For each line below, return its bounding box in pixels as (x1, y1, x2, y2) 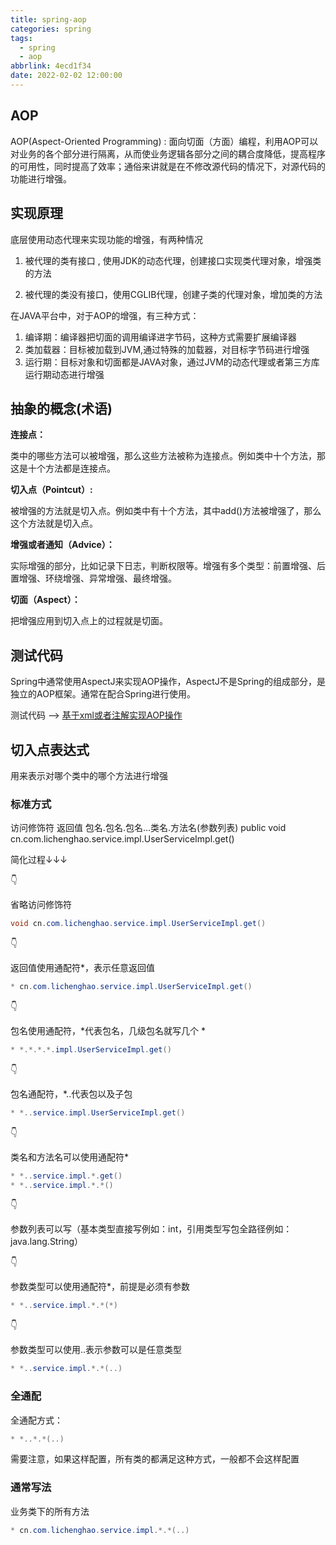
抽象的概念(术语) (10, 400, 113, 417)
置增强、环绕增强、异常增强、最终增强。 (10, 572, 177, 585)
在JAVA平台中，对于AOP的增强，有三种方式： (10, 309, 200, 321)
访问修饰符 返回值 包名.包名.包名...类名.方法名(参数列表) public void (10, 822, 287, 834)
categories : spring (10, 24, 92, 34)
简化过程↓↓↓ (10, 854, 68, 866)
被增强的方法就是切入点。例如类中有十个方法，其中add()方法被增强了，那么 (10, 505, 322, 517)
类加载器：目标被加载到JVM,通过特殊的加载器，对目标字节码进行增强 (24, 343, 310, 355)
